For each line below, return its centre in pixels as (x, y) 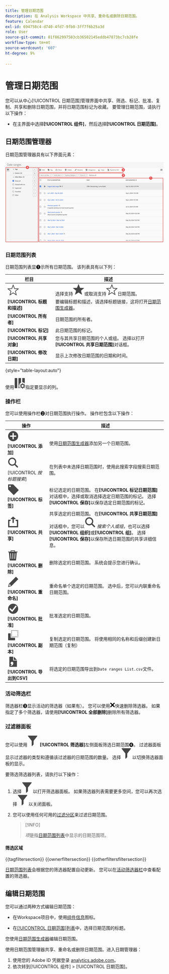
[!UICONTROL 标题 (27, 302)
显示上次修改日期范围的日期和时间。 (93, 355)
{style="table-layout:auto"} (33, 370)
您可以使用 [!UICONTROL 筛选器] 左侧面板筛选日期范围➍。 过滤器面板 (83, 745)
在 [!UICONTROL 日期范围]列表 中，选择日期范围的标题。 (70, 928)
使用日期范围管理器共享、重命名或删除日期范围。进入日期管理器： (73, 950)
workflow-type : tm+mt (28, 43)
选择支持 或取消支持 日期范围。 (97, 294)
